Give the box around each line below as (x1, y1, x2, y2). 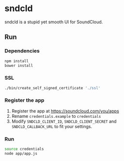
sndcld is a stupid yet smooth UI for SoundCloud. (4, 19, 103, 25)
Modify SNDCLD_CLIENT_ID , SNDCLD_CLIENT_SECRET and (11, 118, 117, 124)
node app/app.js (4, 151, 37, 156)
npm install (4, 59, 29, 64)
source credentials (4, 146, 44, 152)
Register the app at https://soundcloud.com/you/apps (11, 108, 120, 114)
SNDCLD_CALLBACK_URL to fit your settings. (11, 123, 92, 129)
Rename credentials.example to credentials (11, 113, 101, 119)
